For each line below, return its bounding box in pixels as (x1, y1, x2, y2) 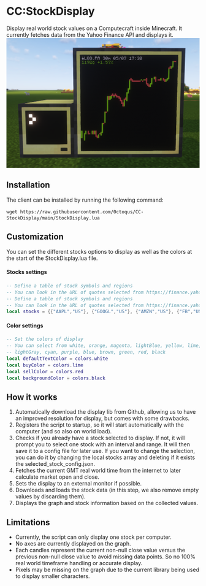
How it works (6, 392, 58, 402)
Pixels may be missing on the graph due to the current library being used (15, 566, 199, 574)
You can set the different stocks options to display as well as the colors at (6, 248, 193, 255)
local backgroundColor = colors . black (6, 375, 105, 381)
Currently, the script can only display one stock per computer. (15, 533, 172, 541)
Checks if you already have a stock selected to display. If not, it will (15, 434, 185, 442)
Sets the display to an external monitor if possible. (15, 480, 142, 487)
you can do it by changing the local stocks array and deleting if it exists (15, 454, 195, 461)
